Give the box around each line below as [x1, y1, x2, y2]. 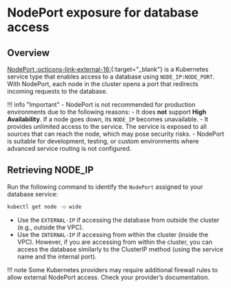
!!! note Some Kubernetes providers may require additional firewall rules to [7, 265, 219, 274]
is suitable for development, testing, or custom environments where [7, 137, 199, 145]
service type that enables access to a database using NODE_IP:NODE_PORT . [7, 72, 215, 81]
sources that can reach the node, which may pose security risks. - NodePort [7, 130, 225, 138]
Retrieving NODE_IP [7, 164, 94, 176]
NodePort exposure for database [7, 5, 199, 21]
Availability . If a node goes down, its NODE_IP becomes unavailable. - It [7, 115, 209, 123]
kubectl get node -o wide [7, 203, 81, 210]
